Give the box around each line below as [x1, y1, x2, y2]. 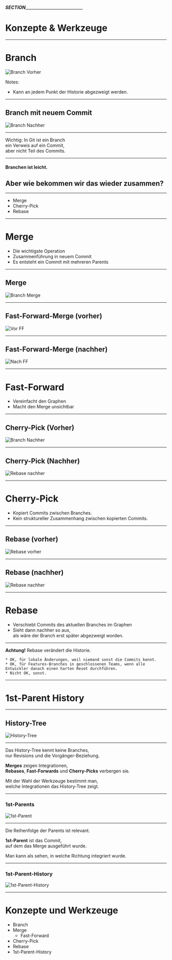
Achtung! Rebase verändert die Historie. [5, 647, 91, 653]
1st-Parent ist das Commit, [5, 837, 62, 843]
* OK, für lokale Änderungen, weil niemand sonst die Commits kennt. [5, 657, 157, 662]
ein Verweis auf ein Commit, [5, 142, 65, 148]
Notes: [5, 79, 19, 85]
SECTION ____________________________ [5, 5, 83, 10]
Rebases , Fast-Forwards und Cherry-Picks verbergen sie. [5, 768, 130, 774]
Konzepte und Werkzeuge [5, 905, 119, 916]
